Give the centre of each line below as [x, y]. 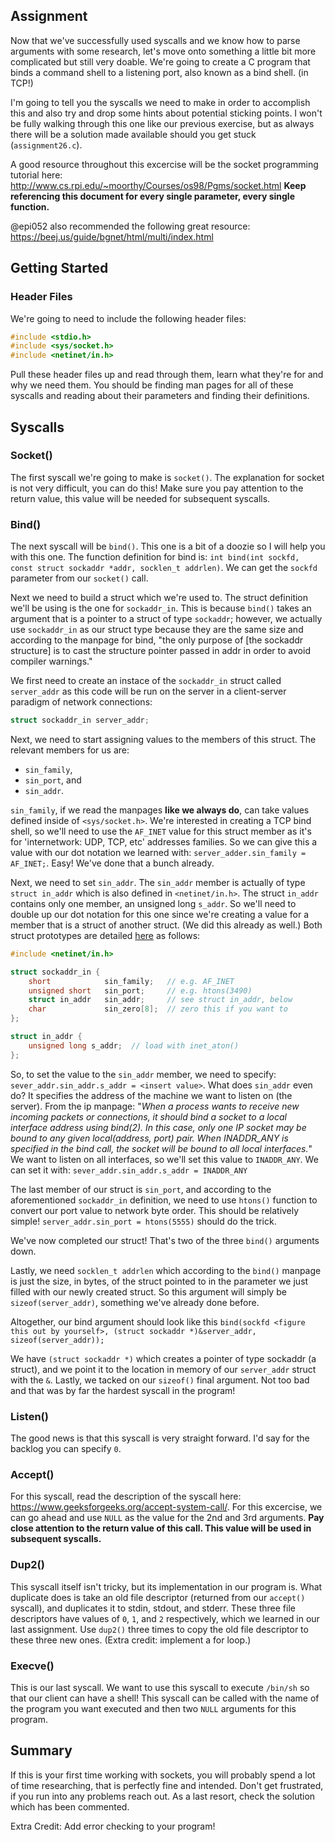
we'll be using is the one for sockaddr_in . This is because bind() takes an [161, 608]
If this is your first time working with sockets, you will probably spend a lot [163, 1775]
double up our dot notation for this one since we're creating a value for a [159, 914]
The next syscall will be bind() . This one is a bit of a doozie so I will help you [168, 546]
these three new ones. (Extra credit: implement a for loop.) [131, 1640]
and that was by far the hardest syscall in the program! [123, 1390]
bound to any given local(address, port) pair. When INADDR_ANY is [149, 1138]
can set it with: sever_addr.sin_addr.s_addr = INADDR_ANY [129, 1170]
